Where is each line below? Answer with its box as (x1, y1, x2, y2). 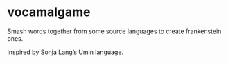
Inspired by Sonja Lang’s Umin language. (7, 48, 123, 56)
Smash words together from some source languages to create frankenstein (7, 27, 222, 35)
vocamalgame (7, 4, 91, 20)
